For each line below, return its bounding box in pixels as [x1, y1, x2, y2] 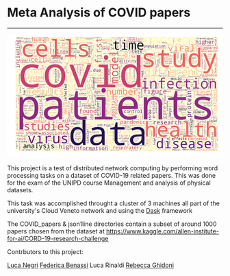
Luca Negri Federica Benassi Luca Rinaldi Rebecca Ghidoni [7, 261, 175, 269]
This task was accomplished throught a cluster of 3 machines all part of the [7, 199, 220, 207]
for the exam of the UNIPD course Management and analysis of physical [7, 179, 211, 187]
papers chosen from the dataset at [7, 227, 105, 235]
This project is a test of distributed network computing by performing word [7, 163, 218, 172]
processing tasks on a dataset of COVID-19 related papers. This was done [7, 171, 216, 179]
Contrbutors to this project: [7, 247, 84, 255]
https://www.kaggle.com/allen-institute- [105, 227, 219, 235]
